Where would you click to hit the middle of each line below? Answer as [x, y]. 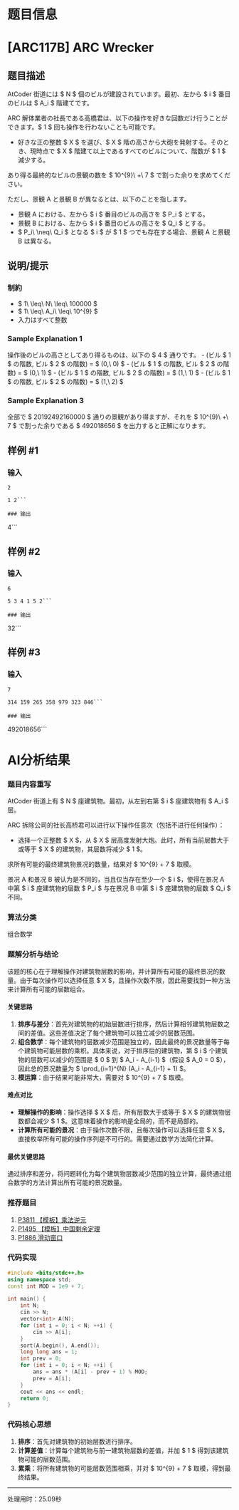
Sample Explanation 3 [46, 401]
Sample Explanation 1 [45, 338]
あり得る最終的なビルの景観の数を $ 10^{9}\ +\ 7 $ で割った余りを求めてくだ [119, 175]
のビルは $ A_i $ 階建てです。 [51, 103]
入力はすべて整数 [42, 319]
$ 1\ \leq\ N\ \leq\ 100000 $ [58, 303]
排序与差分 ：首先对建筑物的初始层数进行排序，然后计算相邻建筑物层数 [121, 1024]
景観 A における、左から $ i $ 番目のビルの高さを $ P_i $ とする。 [113, 214]
